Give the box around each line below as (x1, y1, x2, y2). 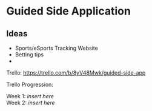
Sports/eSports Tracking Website (15, 44, 98, 52)
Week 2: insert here (6, 99, 56, 106)
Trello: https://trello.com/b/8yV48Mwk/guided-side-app (6, 69, 146, 76)
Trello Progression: (6, 81, 53, 88)
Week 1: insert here (6, 93, 55, 99)
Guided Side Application (6, 4, 131, 18)
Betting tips (15, 51, 44, 58)
